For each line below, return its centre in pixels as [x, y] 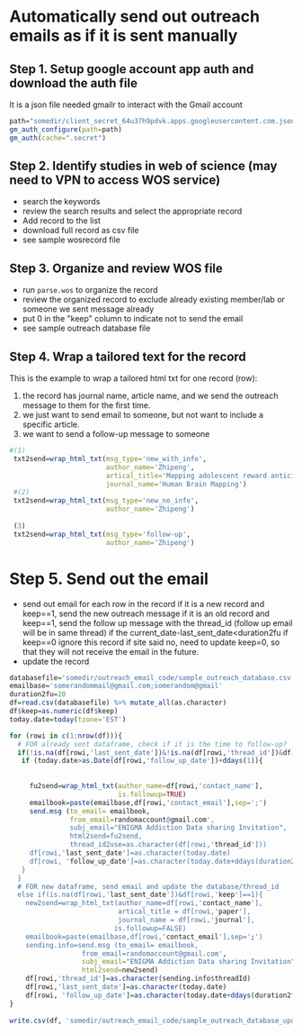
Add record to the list [62, 221]
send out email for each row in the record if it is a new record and [143, 603]
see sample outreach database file [86, 328]
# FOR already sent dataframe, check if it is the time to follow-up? [152, 744]
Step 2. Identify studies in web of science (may [143, 166]
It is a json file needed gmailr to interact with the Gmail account [126, 104]
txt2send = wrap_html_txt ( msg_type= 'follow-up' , [102, 534]
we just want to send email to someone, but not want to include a [142, 415]
